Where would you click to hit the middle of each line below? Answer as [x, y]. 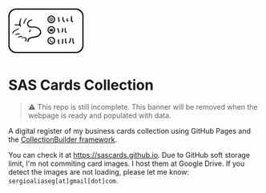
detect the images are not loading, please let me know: [99, 172]
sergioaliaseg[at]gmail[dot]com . [63, 181]
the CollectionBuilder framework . [63, 139]
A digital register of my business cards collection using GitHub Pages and [129, 131]
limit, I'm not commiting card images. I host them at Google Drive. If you [127, 163]
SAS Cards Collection [81, 85]
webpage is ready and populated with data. [99, 115]
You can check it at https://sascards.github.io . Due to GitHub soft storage [129, 155]
